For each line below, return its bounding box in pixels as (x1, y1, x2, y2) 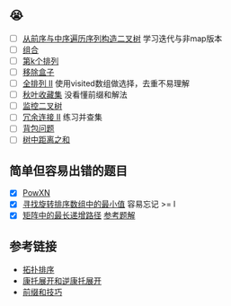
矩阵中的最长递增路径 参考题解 (22, 210, 136, 221)
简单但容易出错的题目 (9, 162, 128, 179)
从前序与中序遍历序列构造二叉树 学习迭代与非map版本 (22, 32, 223, 44)
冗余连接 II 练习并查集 (22, 112, 103, 123)
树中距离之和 (22, 135, 70, 145)
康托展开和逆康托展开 (22, 275, 102, 286)
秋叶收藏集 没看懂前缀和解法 (22, 90, 128, 101)
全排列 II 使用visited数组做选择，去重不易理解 (22, 78, 191, 89)
